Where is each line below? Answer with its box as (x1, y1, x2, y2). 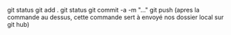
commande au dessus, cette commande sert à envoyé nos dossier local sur (7, 13, 224, 21)
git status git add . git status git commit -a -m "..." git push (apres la (7, 6, 200, 14)
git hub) (7, 21, 30, 28)
